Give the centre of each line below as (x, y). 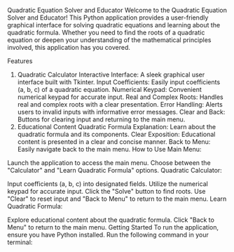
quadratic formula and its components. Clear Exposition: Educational (116, 134)
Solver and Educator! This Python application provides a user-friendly (108, 18)
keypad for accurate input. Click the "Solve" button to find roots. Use (106, 191)
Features (20, 61)
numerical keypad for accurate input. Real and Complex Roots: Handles (121, 97)
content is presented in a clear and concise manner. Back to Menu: (114, 142)
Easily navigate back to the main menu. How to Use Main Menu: (109, 149)
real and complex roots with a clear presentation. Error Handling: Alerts (120, 104)
